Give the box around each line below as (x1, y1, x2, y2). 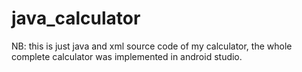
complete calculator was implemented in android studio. (11, 50, 243, 62)
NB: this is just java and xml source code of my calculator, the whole (11, 40, 293, 52)
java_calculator (11, 7, 141, 30)
